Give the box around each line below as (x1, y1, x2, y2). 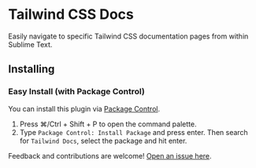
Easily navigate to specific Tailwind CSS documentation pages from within (8, 31, 249, 41)
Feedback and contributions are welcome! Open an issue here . (8, 151, 212, 160)
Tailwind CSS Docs (8, 5, 134, 24)
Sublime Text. (8, 39, 53, 49)
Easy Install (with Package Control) (8, 86, 146, 97)
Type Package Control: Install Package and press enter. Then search (19, 127, 248, 137)
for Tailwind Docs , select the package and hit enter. (19, 136, 187, 145)
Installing (8, 63, 55, 76)
